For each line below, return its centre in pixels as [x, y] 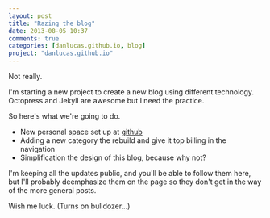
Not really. [25, 76]
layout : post [30, 16]
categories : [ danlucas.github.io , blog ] [77, 46]
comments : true [34, 38]
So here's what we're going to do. [64, 116]
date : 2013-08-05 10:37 [48, 31]
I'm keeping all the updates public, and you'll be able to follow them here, [130, 173]
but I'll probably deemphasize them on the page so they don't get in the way [135, 182]
